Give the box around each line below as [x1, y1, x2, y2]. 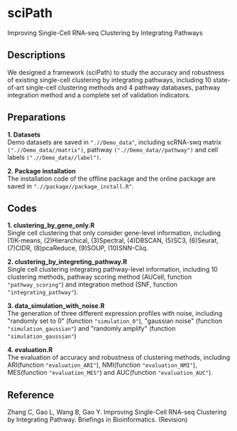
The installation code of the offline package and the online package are [7, 174, 216, 183]
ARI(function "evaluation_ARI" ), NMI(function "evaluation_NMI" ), [7, 361, 197, 369]
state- [212, 75, 231, 84]
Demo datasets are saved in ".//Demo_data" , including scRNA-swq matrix [7, 137, 222, 147]
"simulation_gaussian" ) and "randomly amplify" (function [7, 324, 176, 333]
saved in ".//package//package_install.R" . [7, 181, 134, 190]
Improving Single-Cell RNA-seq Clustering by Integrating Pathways [7, 28, 204, 37]
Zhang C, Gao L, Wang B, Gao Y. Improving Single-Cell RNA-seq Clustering [7, 408, 227, 417]
